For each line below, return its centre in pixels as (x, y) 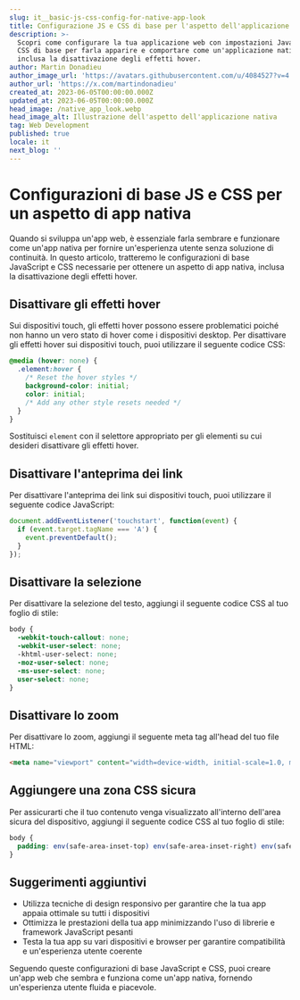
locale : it (29, 142)
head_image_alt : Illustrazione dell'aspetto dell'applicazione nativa (143, 117)
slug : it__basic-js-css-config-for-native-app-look (107, 17)
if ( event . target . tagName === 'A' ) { (87, 529)
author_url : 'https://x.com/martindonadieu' (93, 84)
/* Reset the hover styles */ (82, 378)
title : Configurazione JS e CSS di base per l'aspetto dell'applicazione (150, 26)
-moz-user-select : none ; (63, 662)
